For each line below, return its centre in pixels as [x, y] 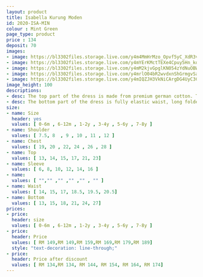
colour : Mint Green [32, 29]
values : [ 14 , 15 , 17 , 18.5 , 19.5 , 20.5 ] [65, 192]
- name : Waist [24, 186]
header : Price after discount [50, 259]
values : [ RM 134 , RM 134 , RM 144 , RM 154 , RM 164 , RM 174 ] [88, 265]
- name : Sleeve [25, 164]
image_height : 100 [29, 85]
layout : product [27, 12]
